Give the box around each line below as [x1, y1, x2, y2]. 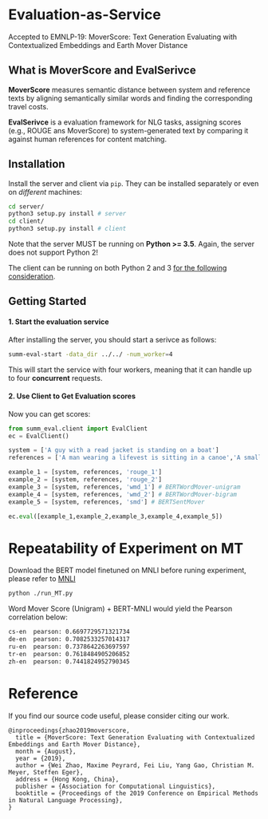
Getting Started [8, 295, 87, 308]
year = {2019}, [15, 754, 66, 762]
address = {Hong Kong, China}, [15, 775, 120, 783]
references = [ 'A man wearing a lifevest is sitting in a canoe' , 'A [8, 453, 241, 462]
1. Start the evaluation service [8, 317, 109, 326]
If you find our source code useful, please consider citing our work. [8, 710, 230, 720]
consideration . [8, 271, 56, 281]
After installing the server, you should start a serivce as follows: [8, 334, 217, 344]
